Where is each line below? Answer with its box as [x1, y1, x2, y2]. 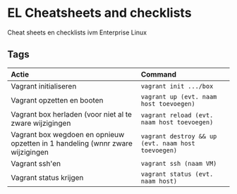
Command [140, 69, 177, 79]
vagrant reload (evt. [140, 111, 214, 119]
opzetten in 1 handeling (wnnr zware [11, 138, 133, 148]
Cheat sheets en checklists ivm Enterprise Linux [7, 28, 147, 37]
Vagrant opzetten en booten [11, 95, 104, 105]
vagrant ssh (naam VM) [140, 160, 217, 167]
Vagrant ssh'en [11, 158, 61, 168]
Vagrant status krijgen [11, 172, 84, 182]
